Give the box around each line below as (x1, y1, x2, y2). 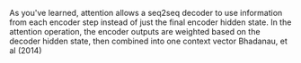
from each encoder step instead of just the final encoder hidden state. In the (9, 17, 292, 28)
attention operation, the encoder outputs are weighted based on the (9, 27, 261, 36)
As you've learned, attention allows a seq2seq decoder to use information (9, 8, 283, 18)
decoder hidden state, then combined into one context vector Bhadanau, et (9, 35, 288, 46)
